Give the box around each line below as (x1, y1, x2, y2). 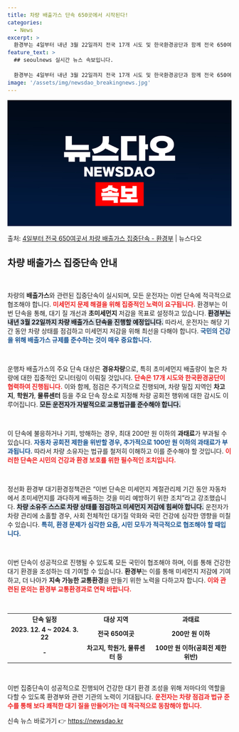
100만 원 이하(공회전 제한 (155, 644, 227, 652)
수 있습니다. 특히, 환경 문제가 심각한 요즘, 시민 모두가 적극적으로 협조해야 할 (7, 520, 213, 528)
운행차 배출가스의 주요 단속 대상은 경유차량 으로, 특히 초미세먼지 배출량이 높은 (7, 364, 221, 373)
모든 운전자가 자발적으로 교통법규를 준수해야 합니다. (39, 399, 181, 409)
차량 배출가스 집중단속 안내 (7, 257, 117, 269)
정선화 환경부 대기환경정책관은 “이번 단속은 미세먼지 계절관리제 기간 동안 (7, 484, 208, 493)
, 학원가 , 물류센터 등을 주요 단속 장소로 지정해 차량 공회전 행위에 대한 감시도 (13, 391, 222, 399)
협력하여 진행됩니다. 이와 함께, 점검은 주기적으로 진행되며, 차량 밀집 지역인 (7, 382, 212, 391)
